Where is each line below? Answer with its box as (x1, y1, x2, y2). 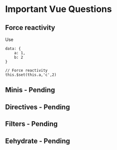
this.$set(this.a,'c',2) (5, 72, 57, 77)
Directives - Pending (5, 103, 70, 111)
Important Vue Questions (5, 3, 112, 15)
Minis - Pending (5, 86, 55, 94)
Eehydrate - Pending (5, 137, 70, 145)
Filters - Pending (5, 120, 58, 128)
